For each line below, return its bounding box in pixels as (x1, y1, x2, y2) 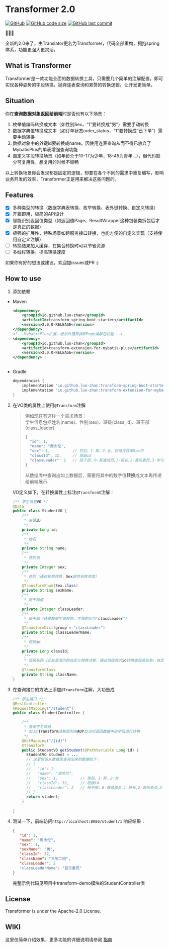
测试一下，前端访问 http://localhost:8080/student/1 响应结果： (12, 818, 146, 824)
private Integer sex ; (22, 564, 67, 570)
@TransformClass (22, 668, 56, 673)
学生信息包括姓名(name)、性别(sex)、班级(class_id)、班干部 (25, 419, 150, 425)
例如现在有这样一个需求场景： (25, 413, 87, 419)
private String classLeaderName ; (22, 630, 92, 635)
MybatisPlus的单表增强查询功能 (12, 146, 78, 152)
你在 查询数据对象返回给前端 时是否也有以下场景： (5, 111, 107, 117)
